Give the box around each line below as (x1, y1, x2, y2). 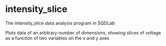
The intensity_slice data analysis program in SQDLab (5, 20, 115, 26)
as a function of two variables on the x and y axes (5, 35, 110, 41)
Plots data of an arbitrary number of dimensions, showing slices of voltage (5, 29, 161, 35)
